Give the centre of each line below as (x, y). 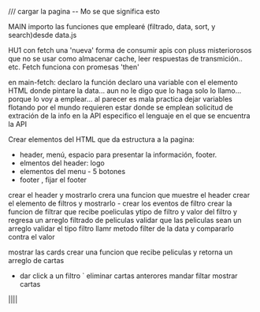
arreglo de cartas (36, 260)
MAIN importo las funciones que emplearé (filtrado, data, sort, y (112, 26)
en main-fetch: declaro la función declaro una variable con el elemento (123, 82)
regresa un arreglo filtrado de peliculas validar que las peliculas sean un (125, 220)
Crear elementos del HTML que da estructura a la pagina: (101, 139)
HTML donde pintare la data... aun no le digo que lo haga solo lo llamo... (125, 91)
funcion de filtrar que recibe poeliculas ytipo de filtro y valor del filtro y (123, 212)
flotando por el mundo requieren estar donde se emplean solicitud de (121, 107)
